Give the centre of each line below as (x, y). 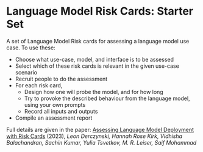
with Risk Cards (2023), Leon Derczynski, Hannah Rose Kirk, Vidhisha (94, 136)
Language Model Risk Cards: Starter (100, 11)
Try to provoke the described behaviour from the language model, (107, 98)
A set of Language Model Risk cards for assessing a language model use (98, 41)
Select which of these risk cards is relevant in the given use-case (97, 66)
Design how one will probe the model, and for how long (94, 92)
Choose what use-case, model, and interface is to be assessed (94, 59)
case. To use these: (31, 48)
